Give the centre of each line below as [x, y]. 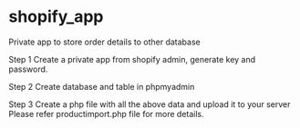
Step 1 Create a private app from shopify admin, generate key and [132, 59]
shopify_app [56, 17]
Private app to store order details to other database [105, 42]
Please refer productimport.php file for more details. [106, 113]
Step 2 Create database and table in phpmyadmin [102, 86]
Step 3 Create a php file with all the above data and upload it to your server [150, 104]
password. [28, 69]
